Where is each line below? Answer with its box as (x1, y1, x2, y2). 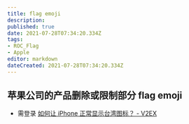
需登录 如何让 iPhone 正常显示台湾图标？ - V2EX (17, 109, 157, 118)
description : (7, 17, 45, 24)
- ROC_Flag (7, 42, 39, 49)
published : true (7, 23, 55, 30)
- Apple (7, 49, 30, 56)
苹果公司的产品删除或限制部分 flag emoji (7, 90, 183, 102)
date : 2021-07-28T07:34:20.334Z (7, 29, 101, 37)
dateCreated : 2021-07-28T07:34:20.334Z (7, 62, 124, 69)
